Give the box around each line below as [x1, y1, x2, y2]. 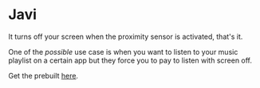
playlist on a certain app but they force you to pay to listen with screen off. [8, 55, 253, 65]
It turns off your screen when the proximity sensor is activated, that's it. [8, 32, 243, 41]
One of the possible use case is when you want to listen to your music [8, 47, 238, 56]
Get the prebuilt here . [8, 71, 78, 80]
